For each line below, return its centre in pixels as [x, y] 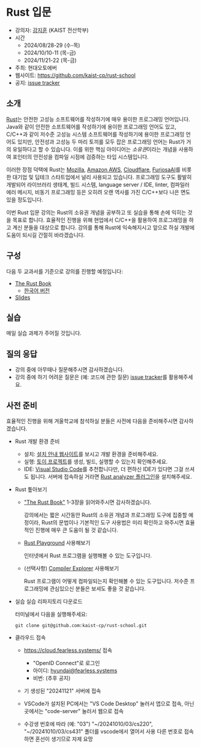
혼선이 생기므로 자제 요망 [64, 739]
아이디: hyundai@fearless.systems [75, 670]
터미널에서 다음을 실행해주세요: [51, 614]
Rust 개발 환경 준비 [37, 441]
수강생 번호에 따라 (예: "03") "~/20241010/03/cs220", [88, 724]
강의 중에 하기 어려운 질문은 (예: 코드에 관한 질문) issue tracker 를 [91, 377]
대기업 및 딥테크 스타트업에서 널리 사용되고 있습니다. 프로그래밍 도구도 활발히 [102, 177]
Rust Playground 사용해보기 [57, 543]
